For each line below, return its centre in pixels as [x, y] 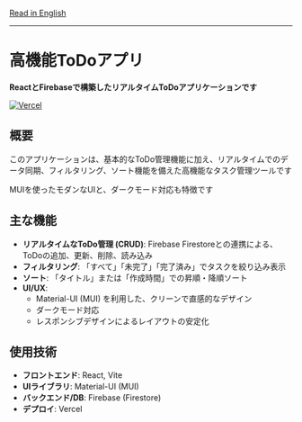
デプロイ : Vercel [52, 409]
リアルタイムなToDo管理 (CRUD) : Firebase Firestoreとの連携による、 [150, 244]
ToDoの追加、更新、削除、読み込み [87, 255]
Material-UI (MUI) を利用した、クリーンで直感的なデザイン [144, 298]
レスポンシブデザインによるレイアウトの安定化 [122, 321]
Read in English [38, 13]
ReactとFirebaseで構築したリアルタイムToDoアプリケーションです [133, 87]
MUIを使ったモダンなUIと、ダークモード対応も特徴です [111, 189]
